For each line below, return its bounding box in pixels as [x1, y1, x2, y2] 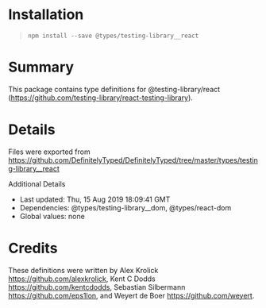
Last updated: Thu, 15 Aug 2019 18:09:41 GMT [19, 194, 171, 204]
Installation [8, 6, 84, 24]
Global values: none [19, 211, 85, 221]
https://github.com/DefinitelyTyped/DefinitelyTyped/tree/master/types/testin [8, 155, 258, 164]
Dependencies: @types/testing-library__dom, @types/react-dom [19, 202, 232, 212]
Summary [8, 58, 74, 76]
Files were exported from [8, 147, 91, 156]
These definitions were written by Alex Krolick [8, 265, 159, 275]
